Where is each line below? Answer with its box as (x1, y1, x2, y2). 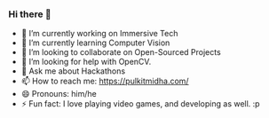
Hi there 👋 (8, 8, 52, 20)
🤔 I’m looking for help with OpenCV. (20, 57, 152, 67)
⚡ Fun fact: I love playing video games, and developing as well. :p (20, 98, 260, 109)
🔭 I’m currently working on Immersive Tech (20, 28, 178, 39)
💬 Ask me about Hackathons (20, 66, 126, 76)
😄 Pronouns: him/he (20, 89, 97, 99)
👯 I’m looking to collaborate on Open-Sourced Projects (20, 47, 221, 58)
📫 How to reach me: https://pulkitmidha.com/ (20, 75, 189, 87)
